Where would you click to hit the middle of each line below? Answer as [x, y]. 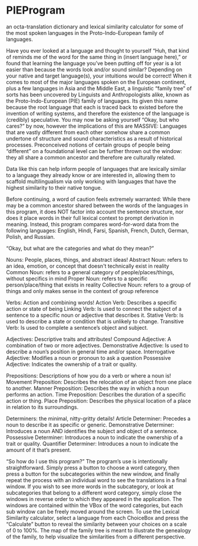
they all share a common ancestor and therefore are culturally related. [91, 157]
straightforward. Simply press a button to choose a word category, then [93, 467]
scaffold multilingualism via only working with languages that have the [91, 181]
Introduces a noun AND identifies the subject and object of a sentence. [92, 431]
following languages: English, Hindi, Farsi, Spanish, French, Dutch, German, [98, 230]
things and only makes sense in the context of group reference [82, 291]
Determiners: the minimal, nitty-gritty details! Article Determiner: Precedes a [98, 418]
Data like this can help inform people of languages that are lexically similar [96, 168]
